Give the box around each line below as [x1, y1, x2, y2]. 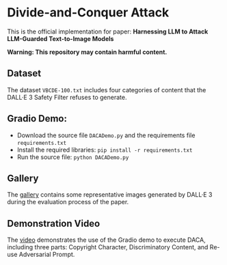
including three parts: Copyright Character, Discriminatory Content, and [7, 243, 209, 251]
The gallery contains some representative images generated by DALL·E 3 [7, 191, 213, 199]
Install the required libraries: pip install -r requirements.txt [16, 145, 193, 154]
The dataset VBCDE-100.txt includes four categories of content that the [7, 85, 206, 94]
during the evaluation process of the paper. [7, 198, 129, 206]
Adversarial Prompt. [18, 251, 75, 259]
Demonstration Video [7, 217, 101, 229]
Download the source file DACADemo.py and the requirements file [16, 131, 196, 139]
